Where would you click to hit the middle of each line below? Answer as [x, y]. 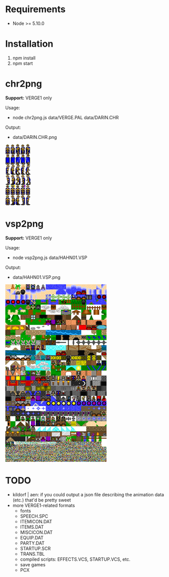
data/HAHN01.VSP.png [36, 277]
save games [33, 564]
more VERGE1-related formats [44, 505]
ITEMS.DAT [32, 527]
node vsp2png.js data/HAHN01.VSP [50, 258]
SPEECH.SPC [34, 516]
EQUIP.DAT [32, 537]
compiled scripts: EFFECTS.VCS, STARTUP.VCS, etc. [75, 559]
